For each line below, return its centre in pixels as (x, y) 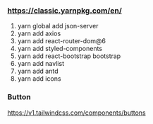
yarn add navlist (41, 64)
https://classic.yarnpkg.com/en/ (65, 11)
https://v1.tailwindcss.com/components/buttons (76, 113)
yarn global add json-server (58, 26)
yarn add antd (38, 71)
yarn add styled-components (60, 49)
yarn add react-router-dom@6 (61, 41)
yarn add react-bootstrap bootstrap (69, 56)
